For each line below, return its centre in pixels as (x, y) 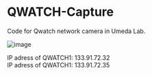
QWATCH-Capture (61, 12)
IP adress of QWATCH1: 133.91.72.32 (59, 57)
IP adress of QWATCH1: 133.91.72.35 (59, 65)
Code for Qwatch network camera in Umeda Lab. (76, 31)
